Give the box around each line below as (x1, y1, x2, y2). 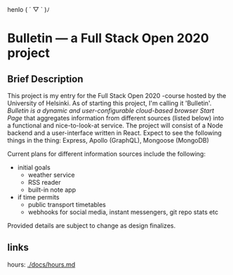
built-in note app (27, 185, 76, 194)
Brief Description (7, 73, 84, 85)
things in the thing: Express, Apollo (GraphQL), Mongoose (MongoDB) (7, 136, 209, 144)
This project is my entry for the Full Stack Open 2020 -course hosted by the (7, 92, 227, 99)
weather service (27, 171, 75, 179)
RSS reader (27, 178, 61, 186)
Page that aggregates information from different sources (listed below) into (7, 114, 225, 122)
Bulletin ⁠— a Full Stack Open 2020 (7, 30, 209, 46)
